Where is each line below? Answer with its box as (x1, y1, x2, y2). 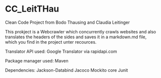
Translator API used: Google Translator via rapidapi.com (5, 48, 117, 54)
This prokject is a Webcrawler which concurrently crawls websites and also (5, 29, 157, 34)
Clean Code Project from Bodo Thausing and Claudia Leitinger (5, 19, 130, 25)
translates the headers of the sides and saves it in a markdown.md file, (5, 34, 147, 40)
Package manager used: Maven (5, 58, 69, 63)
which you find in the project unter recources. (5, 39, 97, 45)
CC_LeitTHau (5, 3, 59, 15)
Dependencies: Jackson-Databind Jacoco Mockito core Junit (5, 67, 128, 73)
